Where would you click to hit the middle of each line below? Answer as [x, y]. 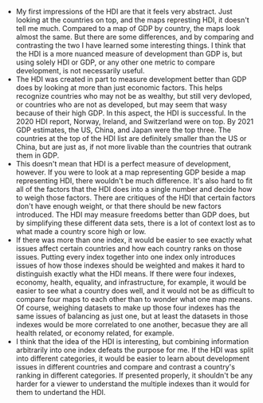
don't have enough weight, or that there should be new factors [118, 206]
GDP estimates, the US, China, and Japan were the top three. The [123, 130]
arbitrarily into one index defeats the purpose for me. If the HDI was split [134, 350]
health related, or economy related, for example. [95, 333]
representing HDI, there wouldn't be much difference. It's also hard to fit [134, 181]
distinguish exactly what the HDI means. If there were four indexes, [126, 274]
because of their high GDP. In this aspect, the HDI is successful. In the [131, 113]
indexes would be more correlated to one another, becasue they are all [132, 325]
